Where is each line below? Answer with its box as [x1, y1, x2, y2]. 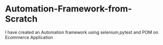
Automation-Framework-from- [5, 3, 132, 14]
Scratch [5, 13, 38, 24]
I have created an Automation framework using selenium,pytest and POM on [5, 29, 159, 35]
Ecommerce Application [5, 34, 53, 40]
